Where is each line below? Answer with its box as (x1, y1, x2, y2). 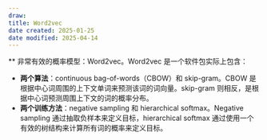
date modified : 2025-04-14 (8, 33, 98, 42)
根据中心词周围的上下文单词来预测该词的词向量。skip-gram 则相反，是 (19, 84, 253, 93)
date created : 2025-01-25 (8, 26, 94, 34)
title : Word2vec (8, 19, 62, 27)
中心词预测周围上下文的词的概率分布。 (26, 93, 153, 103)
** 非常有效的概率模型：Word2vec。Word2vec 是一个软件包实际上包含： (8, 56, 248, 66)
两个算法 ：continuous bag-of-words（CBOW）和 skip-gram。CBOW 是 (19, 73, 257, 84)
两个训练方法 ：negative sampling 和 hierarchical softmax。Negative (19, 103, 244, 113)
